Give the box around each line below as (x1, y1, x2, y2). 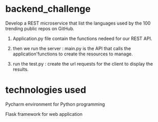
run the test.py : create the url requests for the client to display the (12, 60, 153, 67)
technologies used (5, 84, 86, 96)
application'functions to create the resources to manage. (12, 51, 133, 57)
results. (12, 66, 29, 72)
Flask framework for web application (5, 111, 83, 117)
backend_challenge (5, 3, 91, 15)
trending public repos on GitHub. (5, 25, 74, 31)
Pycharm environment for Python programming (5, 101, 105, 107)
